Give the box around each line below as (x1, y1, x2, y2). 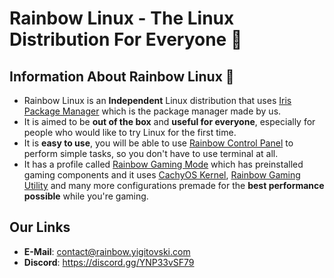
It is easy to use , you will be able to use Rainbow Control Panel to (23, 137, 294, 149)
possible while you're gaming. (23, 190, 149, 202)
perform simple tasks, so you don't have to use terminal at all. (23, 148, 279, 159)
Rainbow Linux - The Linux (9, 7, 235, 30)
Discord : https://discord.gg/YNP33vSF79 (23, 256, 195, 268)
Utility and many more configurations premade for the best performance (23, 180, 325, 191)
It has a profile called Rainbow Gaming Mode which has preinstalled (23, 158, 304, 170)
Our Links (9, 219, 71, 236)
